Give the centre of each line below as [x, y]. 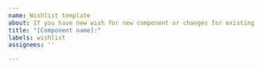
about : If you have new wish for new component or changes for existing [131, 23]
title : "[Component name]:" [55, 30]
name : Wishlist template [49, 15]
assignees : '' [32, 45]
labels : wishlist [37, 38]
